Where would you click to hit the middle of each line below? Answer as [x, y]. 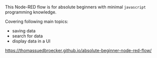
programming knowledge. [31, 12]
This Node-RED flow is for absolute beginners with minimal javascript [76, 7]
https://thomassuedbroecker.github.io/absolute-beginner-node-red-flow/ [78, 51]
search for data [27, 36]
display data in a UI [31, 41]
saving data [24, 31]
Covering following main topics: [37, 22]
